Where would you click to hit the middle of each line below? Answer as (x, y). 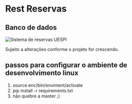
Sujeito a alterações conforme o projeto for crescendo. (62, 49)
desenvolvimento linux (42, 73)
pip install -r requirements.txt (43, 90)
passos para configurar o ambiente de (66, 65)
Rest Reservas (36, 9)
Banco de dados (31, 28)
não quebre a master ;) (36, 96)
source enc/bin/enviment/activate (48, 85)
